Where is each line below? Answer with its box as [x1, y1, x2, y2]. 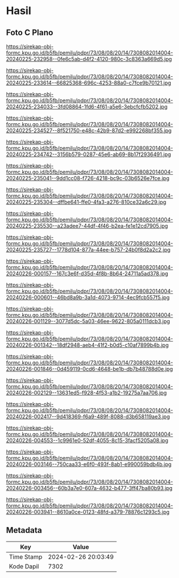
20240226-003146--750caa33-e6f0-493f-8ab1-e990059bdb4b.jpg [6, 461, 172, 468]
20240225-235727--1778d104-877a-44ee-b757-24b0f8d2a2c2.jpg [6, 246, 171, 253]
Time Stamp [9, 553, 43, 561]
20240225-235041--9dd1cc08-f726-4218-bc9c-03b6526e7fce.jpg [6, 175, 170, 181]
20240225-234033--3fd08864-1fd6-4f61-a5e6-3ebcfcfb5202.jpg [6, 103, 168, 110]
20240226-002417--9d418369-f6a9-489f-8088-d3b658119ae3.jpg [6, 413, 170, 420]
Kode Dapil [9, 562, 39, 570]
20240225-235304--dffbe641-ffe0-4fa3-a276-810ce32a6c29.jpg [6, 198, 167, 205]
